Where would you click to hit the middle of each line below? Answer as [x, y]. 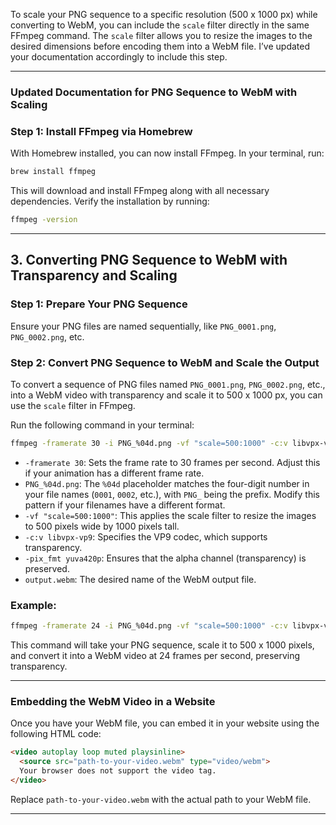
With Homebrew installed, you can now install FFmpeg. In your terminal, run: [167, 153]
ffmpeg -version [44, 220]
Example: [33, 605]
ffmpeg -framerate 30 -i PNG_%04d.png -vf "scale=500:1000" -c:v [149, 443]
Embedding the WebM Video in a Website [113, 701]
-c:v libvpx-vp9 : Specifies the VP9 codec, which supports [146, 536]
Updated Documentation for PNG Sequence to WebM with [154, 92]
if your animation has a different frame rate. [114, 473]
